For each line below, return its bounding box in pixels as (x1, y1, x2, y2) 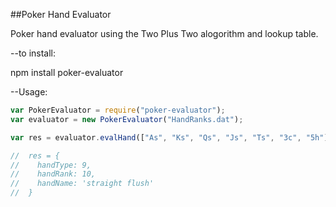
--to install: (10, 47, 57, 59)
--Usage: (10, 86, 48, 98)
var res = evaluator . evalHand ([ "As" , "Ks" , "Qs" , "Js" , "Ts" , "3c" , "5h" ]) (10, 132, 333, 143)
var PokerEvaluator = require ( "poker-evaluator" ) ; (10, 105, 226, 115)
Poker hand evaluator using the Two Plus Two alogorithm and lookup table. (10, 28, 319, 39)
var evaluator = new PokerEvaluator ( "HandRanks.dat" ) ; (10, 114, 244, 124)
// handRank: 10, (10, 169, 97, 179)
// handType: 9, (10, 160, 92, 170)
